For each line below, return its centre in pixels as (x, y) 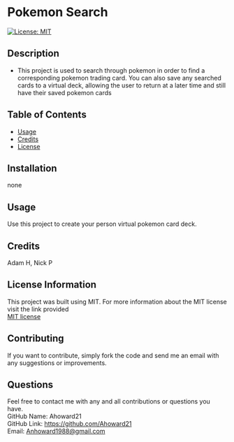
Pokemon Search (58, 12)
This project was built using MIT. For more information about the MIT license (117, 301)
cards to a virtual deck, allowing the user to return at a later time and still (121, 85)
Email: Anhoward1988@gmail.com (56, 432)
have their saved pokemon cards (64, 92)
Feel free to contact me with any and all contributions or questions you (109, 401)
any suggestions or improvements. (57, 363)
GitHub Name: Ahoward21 (44, 416)
